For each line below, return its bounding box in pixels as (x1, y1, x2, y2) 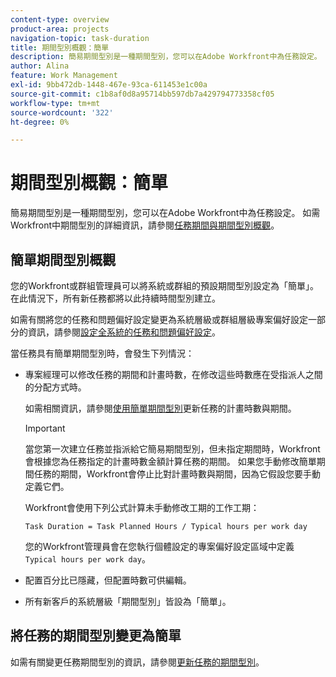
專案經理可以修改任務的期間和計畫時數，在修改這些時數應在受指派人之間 (24, 369, 323, 380)
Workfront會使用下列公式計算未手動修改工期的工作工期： (24, 502, 260, 513)
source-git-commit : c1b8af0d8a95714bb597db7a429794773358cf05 (10, 89, 275, 99)
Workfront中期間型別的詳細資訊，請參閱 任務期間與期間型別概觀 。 (10, 219, 280, 231)
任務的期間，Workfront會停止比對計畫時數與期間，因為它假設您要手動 (33, 468, 321, 480)
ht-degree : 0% (10, 117, 70, 127)
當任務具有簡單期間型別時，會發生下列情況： (10, 347, 195, 359)
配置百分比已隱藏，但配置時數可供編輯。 (24, 574, 192, 586)
